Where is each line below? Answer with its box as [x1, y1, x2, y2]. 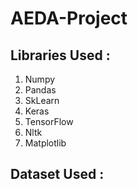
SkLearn [24, 95, 60, 106]
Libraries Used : [10, 47, 111, 64]
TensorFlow [24, 116, 74, 127]
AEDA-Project [10, 7, 128, 30]
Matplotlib [24, 137, 67, 149]
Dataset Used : [10, 166, 105, 183]
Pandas [24, 84, 57, 96]
